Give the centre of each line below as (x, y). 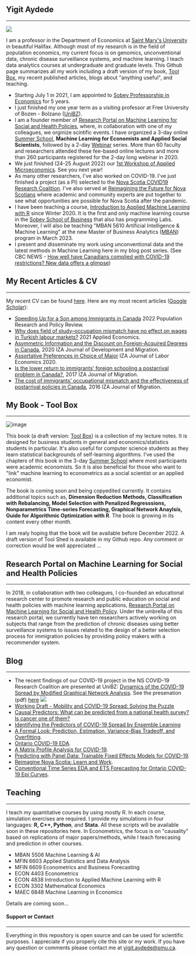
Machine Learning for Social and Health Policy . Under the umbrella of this (94, 611)
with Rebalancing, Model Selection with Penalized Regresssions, (86, 503)
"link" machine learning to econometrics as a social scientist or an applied (95, 473)
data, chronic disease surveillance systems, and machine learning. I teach (95, 58)
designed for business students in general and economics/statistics (87, 442)
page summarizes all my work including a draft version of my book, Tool (93, 71)
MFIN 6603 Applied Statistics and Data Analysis (72, 861)
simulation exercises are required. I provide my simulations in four (85, 818)
